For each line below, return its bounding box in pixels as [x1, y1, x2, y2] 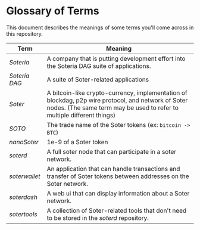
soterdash [9, 192, 37, 201]
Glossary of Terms [6, 4, 99, 18]
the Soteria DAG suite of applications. [46, 61, 151, 70]
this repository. [6, 30, 43, 37]
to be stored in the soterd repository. [46, 213, 149, 222]
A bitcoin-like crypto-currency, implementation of [46, 88, 187, 97]
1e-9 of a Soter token [46, 138, 108, 146]
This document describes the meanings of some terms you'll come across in [6, 24, 194, 31]
